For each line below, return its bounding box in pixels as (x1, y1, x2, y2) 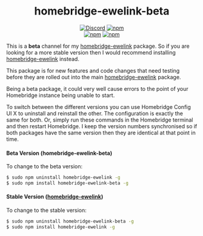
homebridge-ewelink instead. (6, 55, 80, 62)
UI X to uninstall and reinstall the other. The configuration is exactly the (6, 110, 184, 117)
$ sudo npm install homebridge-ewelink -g (6, 224, 115, 230)
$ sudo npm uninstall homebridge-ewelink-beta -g (6, 218, 135, 225)
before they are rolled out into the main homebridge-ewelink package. (6, 73, 181, 80)
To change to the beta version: (6, 163, 83, 170)
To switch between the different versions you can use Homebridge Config (6, 103, 191, 110)
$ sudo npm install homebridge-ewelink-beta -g (6, 180, 129, 186)
